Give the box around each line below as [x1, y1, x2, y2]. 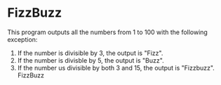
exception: [7, 35, 38, 43]
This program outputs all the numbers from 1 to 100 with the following [7, 28, 208, 36]
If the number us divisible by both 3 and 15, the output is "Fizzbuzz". [17, 63, 215, 72]
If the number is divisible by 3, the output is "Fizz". [17, 49, 163, 57]
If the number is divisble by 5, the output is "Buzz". [17, 56, 164, 64]
